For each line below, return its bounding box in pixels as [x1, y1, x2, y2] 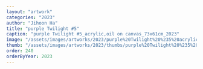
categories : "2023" [6, 14, 56, 20]
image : [6, 37, 23, 43]
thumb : [6, 43, 23, 49]
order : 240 [6, 48, 34, 54]
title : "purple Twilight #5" [6, 25, 80, 32]
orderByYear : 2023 [6, 53, 53, 59]
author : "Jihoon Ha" [6, 20, 59, 26]
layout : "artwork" [6, 8, 53, 15]
